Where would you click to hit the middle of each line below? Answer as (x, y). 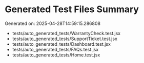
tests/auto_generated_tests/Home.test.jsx (56, 55)
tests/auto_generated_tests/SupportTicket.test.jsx (65, 39)
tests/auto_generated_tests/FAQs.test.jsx (55, 49)
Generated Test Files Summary (72, 9)
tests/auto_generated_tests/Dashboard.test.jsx (61, 44)
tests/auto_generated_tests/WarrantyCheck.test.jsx (66, 33)
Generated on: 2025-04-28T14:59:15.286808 (53, 23)
